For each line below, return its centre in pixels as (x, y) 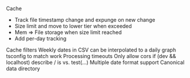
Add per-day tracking (40, 38)
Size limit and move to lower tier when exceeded (73, 26)
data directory (23, 69)
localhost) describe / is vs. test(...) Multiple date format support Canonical (95, 62)
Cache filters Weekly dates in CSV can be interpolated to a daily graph (91, 50)
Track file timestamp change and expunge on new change (85, 20)
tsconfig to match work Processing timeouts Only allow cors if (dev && (91, 56)
